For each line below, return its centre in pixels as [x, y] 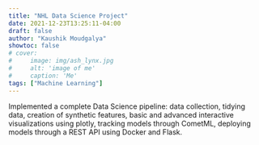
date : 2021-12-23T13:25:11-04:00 [65, 23]
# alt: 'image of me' [52, 68]
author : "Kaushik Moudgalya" [57, 38]
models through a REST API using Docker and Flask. [96, 132]
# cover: [23, 53]
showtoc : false [34, 46]
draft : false [30, 31]
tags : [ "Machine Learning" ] [56, 83]
